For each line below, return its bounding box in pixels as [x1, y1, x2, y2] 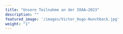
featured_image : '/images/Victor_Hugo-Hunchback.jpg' [5, 16, 120, 21]
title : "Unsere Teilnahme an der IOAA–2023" [5, 7, 99, 12]
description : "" [5, 12, 39, 17]
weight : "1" [5, 21, 30, 26]
